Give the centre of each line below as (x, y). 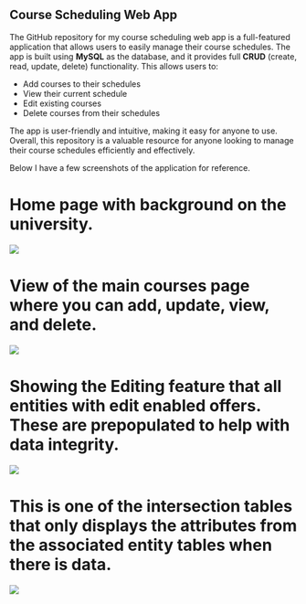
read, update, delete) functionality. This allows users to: (114, 66)
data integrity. (64, 445)
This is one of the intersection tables (151, 506)
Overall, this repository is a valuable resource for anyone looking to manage (152, 140)
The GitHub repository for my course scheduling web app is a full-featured (150, 37)
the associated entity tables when (141, 545)
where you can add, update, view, (139, 305)
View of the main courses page (130, 286)
